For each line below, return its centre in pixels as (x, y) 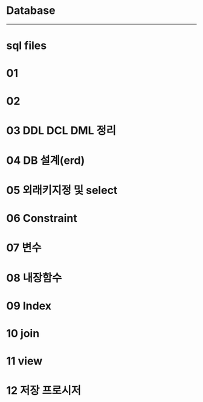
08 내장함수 (34, 278)
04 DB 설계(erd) (46, 160)
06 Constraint (42, 219)
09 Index (29, 306)
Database (31, 11)
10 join (23, 334)
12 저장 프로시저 (44, 391)
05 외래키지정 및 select (62, 190)
